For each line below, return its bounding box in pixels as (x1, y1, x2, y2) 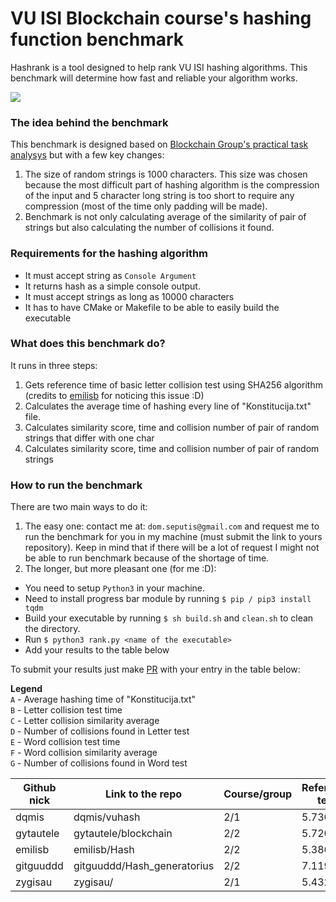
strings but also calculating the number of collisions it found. (24, 222, 275, 234)
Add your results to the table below (24, 644, 170, 656)
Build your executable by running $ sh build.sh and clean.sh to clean (24, 612, 314, 624)
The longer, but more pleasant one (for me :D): (24, 563, 217, 575)
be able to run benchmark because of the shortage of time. (24, 552, 270, 564)
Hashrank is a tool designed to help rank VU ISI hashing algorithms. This (10, 61, 308, 73)
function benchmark (10, 28, 185, 51)
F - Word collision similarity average (10, 747, 158, 759)
